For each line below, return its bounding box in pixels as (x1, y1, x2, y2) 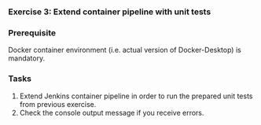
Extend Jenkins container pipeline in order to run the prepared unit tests (19, 91, 253, 101)
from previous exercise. (19, 99, 97, 108)
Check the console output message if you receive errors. (19, 108, 204, 117)
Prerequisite (8, 27, 57, 38)
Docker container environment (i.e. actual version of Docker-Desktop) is (8, 46, 241, 55)
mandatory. (8, 53, 46, 63)
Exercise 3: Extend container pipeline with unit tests (8, 6, 211, 17)
